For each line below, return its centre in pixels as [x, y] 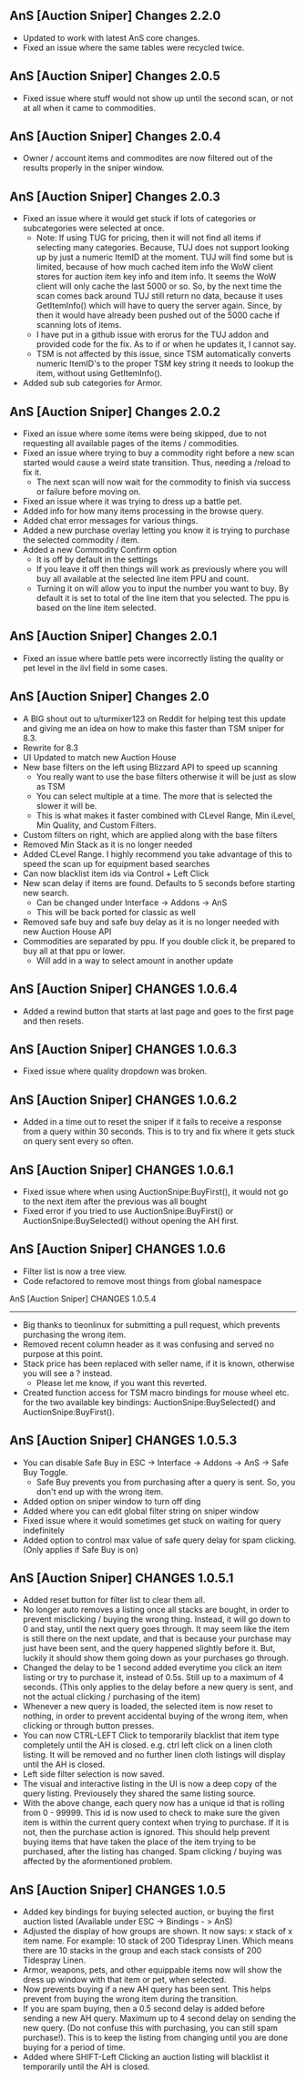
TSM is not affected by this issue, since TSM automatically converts [163, 354]
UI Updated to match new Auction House [99, 757]
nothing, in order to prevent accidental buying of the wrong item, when [155, 1716]
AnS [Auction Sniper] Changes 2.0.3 [115, 196]
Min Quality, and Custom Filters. [96, 825]
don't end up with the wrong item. [100, 1491]
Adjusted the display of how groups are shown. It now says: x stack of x [158, 1932]
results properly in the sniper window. [93, 168]
